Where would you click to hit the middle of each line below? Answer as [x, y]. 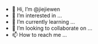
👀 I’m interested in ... [37, 15]
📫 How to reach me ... [39, 35]
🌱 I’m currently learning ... [43, 22]
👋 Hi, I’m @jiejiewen [36, 9]
